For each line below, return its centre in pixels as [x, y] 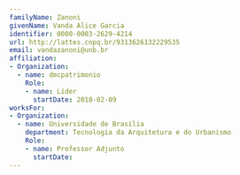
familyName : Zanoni [45, 17]
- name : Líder [51, 91]
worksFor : [27, 108]
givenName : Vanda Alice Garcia [67, 26]
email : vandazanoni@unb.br [59, 50]
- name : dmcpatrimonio [59, 75]
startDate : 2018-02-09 [74, 99]
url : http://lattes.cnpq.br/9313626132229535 [94, 42]
